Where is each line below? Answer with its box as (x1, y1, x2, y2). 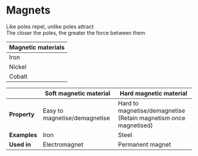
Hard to (117, 99, 139, 107)
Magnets (6, 4, 51, 17)
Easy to (42, 107, 64, 115)
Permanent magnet (117, 140, 171, 148)
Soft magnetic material (45, 89, 111, 97)
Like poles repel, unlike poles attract (6, 23, 94, 30)
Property (9, 110, 35, 118)
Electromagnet (42, 140, 84, 148)
